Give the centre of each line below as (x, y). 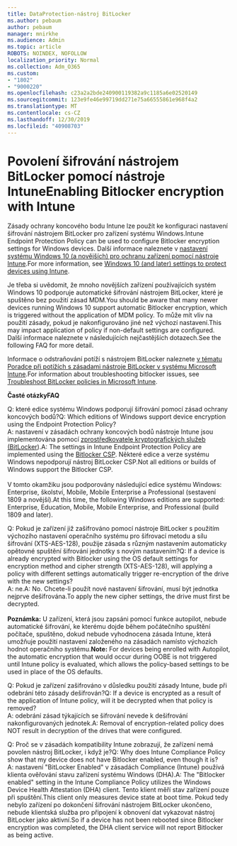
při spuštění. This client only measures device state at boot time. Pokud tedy (118, 797)
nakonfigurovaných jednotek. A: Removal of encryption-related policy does (116, 723)
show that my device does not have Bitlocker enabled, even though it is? (113, 759)
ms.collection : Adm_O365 (44, 67)
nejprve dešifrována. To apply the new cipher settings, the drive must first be (118, 596)
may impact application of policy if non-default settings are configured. (111, 330)
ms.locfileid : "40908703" (45, 126)
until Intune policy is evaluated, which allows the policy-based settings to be (118, 664)
